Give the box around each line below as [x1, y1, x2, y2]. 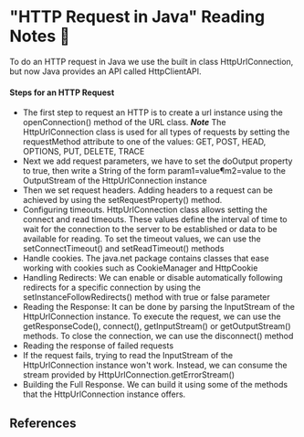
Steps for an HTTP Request [9, 87, 115, 98]
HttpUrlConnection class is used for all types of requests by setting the [22, 126, 290, 138]
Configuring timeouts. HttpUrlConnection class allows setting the [22, 204, 267, 216]
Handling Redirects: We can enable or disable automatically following [22, 272, 283, 283]
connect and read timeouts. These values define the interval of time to [22, 214, 288, 225]
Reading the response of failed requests [22, 340, 174, 351]
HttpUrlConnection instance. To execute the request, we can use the [22, 311, 281, 322]
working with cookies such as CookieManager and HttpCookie [22, 262, 258, 273]
